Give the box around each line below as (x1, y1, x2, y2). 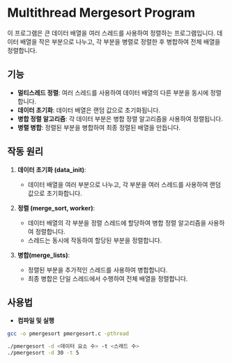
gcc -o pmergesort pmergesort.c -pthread (7, 330, 130, 337)
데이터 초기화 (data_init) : (17, 165, 86, 173)
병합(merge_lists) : (17, 251, 70, 259)
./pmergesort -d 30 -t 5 (7, 350, 79, 357)
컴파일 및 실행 (17, 316, 54, 325)
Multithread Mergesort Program (7, 5, 196, 21)
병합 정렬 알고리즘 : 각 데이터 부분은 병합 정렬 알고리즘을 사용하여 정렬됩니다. (17, 114, 224, 123)
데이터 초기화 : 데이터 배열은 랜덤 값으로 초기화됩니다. (17, 106, 161, 114)
